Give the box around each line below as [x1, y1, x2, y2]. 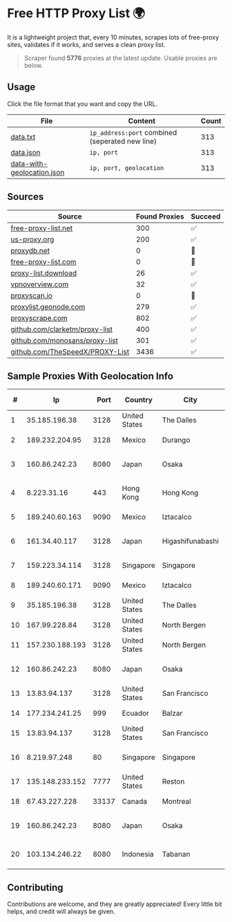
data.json [10, 147, 41, 157]
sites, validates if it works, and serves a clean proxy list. [7, 40, 166, 48]
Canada [122, 797, 147, 806]
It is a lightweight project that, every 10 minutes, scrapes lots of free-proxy [7, 33, 220, 42]
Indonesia [122, 849, 154, 859]
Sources [7, 191, 44, 203]
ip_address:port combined [89, 127, 177, 137]
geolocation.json [10, 167, 65, 177]
